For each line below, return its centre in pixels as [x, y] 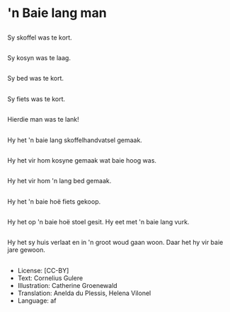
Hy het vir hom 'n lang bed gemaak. [59, 181]
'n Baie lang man [57, 13]
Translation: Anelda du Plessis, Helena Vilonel [84, 293]
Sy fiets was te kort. [36, 99]
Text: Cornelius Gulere [50, 278]
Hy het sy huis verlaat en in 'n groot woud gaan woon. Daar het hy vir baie [115, 243]
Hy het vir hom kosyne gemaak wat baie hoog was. [82, 160]
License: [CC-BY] [43, 270]
